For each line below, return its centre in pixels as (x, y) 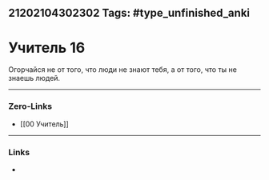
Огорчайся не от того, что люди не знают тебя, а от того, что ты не (123, 70)
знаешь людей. (34, 78)
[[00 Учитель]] (44, 124)
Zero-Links (30, 106)
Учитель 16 (47, 48)
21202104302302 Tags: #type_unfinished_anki (129, 13)
